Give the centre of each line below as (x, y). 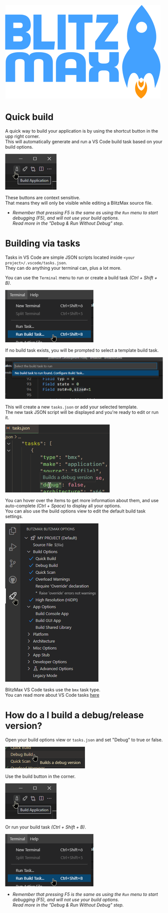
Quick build (29, 117)
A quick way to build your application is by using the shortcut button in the (82, 131)
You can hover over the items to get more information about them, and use (82, 500)
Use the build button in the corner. (40, 776)
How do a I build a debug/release (74, 715)
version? (24, 726)
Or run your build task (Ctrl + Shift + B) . (46, 827)
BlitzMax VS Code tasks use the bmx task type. (53, 690)
